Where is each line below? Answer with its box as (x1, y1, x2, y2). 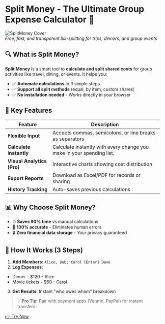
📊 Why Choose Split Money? (5, 203, 96, 211)
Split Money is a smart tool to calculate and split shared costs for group (5, 65, 152, 72)
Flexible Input (7, 132, 40, 139)
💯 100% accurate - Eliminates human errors (12, 224, 102, 230)
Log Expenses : (12, 264, 43, 270)
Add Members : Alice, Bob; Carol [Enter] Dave (12, 259, 110, 265)
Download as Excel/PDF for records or (52, 171, 141, 178)
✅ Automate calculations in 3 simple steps (12, 80, 100, 87)
